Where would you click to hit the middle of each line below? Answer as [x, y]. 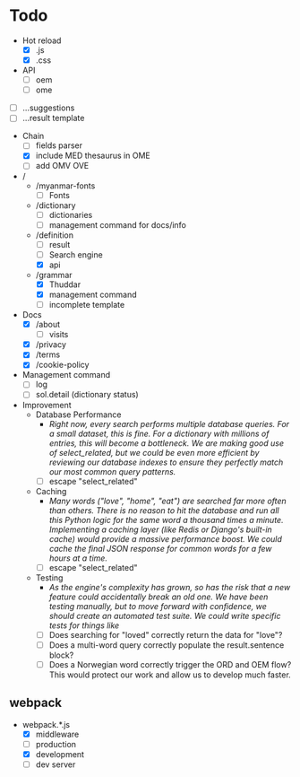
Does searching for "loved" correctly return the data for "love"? [166, 634]
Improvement [47, 405]
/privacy [51, 345]
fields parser [59, 145]
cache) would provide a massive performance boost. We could [165, 538]
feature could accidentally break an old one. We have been [159, 597]
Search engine [76, 254]
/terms [48, 354]
